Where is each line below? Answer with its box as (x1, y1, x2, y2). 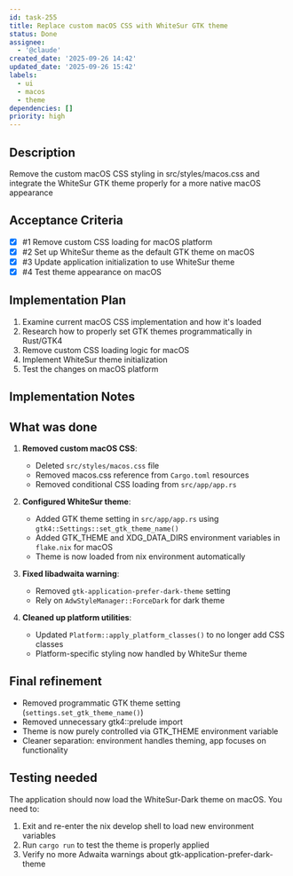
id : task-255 (9, 12, 58, 22)
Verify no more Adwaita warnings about (21, 848, 168, 859)
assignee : (9, 37, 46, 47)
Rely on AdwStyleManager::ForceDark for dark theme (35, 596, 225, 606)
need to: (9, 803, 40, 814)
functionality (21, 745, 68, 755)
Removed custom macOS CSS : (21, 443, 138, 454)
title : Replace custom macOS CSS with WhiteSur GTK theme (9, 21, 228, 30)
